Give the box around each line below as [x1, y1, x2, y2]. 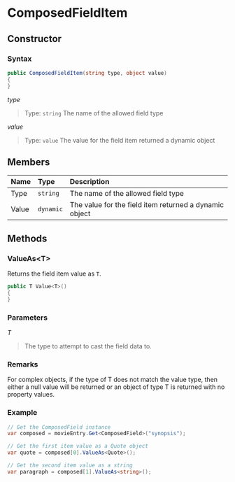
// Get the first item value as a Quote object [7, 443, 149, 450]
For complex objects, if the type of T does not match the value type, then [7, 376, 218, 384]
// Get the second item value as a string [7, 462, 133, 469]
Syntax [7, 54, 32, 64]
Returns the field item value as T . [7, 269, 101, 278]
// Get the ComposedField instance [7, 423, 111, 431]
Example [7, 408, 38, 418]
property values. [7, 390, 55, 399]
